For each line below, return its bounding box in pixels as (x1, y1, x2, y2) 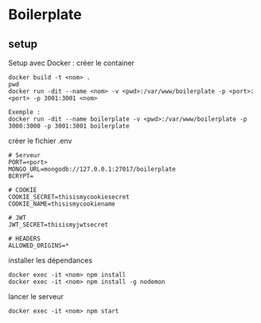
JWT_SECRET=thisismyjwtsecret (8, 221, 109, 229)
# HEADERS (8, 235, 41, 243)
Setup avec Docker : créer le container (8, 58, 135, 67)
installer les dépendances (8, 256, 93, 265)
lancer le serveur (8, 292, 64, 301)
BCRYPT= (8, 172, 34, 180)
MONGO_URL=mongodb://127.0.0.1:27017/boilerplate (8, 165, 177, 173)
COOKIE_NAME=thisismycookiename (8, 200, 115, 208)
